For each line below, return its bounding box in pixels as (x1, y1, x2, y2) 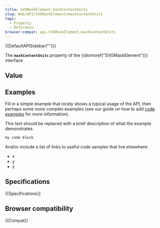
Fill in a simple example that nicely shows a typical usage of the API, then (5, 101, 151, 107)
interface (5, 58, 23, 63)
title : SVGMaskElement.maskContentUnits (5, 7, 88, 12)
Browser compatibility (5, 205, 74, 213)
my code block (5, 135, 34, 140)
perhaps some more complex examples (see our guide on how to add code (5, 106, 155, 112)
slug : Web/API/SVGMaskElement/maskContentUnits (5, 12, 103, 16)
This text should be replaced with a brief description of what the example (5, 121, 151, 127)
